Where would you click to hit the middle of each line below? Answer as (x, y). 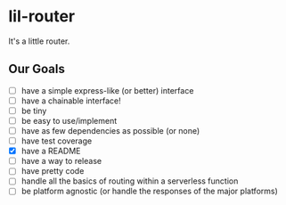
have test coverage (57, 141)
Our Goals (37, 69)
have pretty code (53, 171)
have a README (51, 151)
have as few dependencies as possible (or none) (110, 131)
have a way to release (61, 161)
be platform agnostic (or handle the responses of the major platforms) (149, 191)
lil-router (42, 16)
